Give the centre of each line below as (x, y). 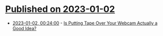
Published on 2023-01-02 (60, 9)
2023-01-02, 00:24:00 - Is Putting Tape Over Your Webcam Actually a (85, 23)
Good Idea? (24, 28)
